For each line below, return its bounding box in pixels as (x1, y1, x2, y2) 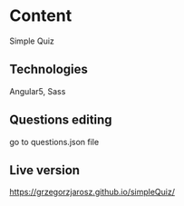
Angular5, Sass (9, 85, 66, 96)
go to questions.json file (9, 136, 100, 147)
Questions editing (9, 113, 112, 128)
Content (9, 5, 73, 26)
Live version (9, 162, 80, 178)
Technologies (9, 62, 89, 77)
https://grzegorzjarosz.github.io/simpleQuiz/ (9, 187, 175, 198)
